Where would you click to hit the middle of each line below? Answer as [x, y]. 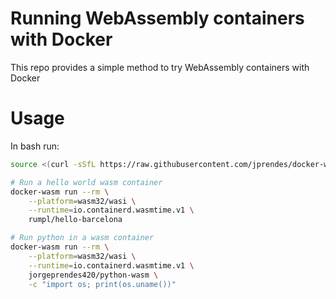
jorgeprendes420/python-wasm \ [93, 275]
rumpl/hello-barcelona [75, 220]
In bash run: [35, 146]
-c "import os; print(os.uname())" [102, 284]
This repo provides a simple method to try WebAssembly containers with [160, 67]
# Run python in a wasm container [82, 238]
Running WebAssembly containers [157, 18]
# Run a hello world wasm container [86, 182]
